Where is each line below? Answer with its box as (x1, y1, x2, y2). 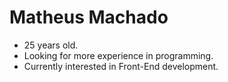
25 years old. (23, 39, 79, 51)
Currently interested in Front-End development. (23, 60, 219, 72)
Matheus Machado (9, 6, 169, 29)
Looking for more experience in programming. (23, 49, 214, 61)
